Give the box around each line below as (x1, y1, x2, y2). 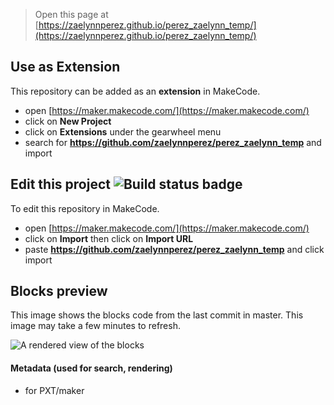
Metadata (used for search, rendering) (10, 362, 173, 374)
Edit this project (10, 176, 111, 193)
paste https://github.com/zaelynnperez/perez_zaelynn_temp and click (24, 243, 325, 255)
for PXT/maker (24, 384, 85, 396)
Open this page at (34, 9, 109, 20)
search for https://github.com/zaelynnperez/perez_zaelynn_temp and (24, 136, 322, 148)
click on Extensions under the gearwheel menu (24, 125, 222, 138)
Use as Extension (10, 59, 121, 76)
